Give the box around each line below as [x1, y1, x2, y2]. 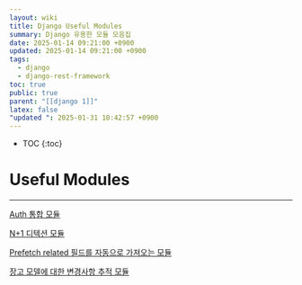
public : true [9, 88, 58, 97]
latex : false [9, 105, 58, 114]
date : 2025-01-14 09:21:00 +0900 [9, 38, 135, 48]
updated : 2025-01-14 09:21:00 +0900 [9, 47, 147, 56]
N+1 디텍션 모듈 [9, 228, 65, 239]
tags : [9, 55, 30, 64]
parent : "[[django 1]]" [9, 96, 99, 106]
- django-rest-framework [17, 72, 111, 81]
